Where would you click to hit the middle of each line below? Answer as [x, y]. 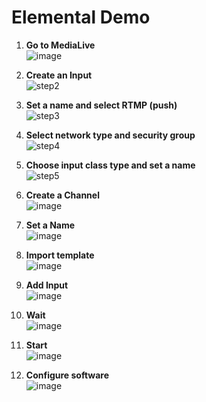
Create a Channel [62, 195]
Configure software [67, 375]
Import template [60, 255]
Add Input [47, 285]
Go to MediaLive [60, 45]
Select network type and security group [110, 135]
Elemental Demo [81, 17]
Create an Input [59, 75]
